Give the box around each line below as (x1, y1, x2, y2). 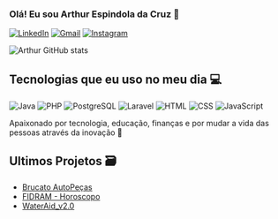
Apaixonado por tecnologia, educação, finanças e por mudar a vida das (9, 117, 269, 128)
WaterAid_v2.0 (21, 200, 75, 211)
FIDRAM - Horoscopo (21, 191, 101, 201)
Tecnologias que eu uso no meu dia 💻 (9, 72, 222, 87)
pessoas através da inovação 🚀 (9, 127, 124, 138)
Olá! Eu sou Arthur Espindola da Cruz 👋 (9, 8, 180, 20)
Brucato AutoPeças (21, 181, 93, 193)
